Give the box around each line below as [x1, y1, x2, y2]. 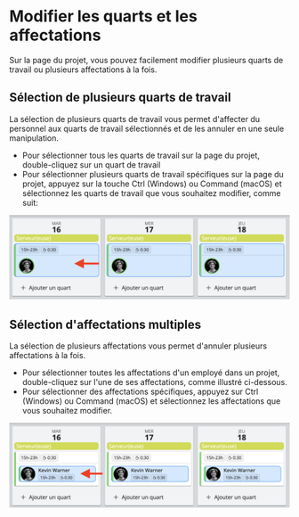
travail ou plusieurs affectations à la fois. [9, 64, 158, 75]
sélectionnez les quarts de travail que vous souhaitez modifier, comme [21, 187, 281, 198]
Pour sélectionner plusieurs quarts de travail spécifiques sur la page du [21, 168, 285, 179]
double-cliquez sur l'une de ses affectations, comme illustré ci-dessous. [21, 377, 287, 388]
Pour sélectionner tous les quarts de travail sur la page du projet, [21, 150, 261, 160]
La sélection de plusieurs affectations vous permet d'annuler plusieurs [9, 341, 268, 351]
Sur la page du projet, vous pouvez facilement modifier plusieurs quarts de [9, 54, 284, 65]
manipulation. [9, 132, 60, 144]
